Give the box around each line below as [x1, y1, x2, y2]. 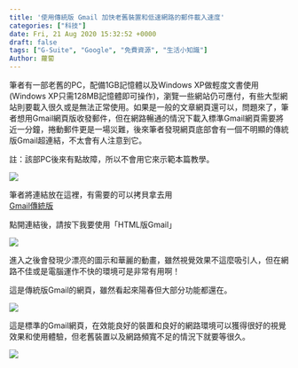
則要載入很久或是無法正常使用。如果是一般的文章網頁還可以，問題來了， [16, 102, 281, 112]
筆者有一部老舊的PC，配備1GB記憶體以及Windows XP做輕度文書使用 [9, 80, 259, 90]
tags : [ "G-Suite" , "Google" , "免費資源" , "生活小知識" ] [9, 46, 208, 55]
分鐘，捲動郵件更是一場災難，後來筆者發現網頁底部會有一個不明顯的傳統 [24, 124, 289, 134]
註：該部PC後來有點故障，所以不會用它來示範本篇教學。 [9, 154, 215, 164]
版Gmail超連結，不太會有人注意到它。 [9, 135, 147, 145]
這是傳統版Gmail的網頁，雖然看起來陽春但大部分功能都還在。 [9, 285, 232, 295]
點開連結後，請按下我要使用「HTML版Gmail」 [9, 219, 177, 230]
